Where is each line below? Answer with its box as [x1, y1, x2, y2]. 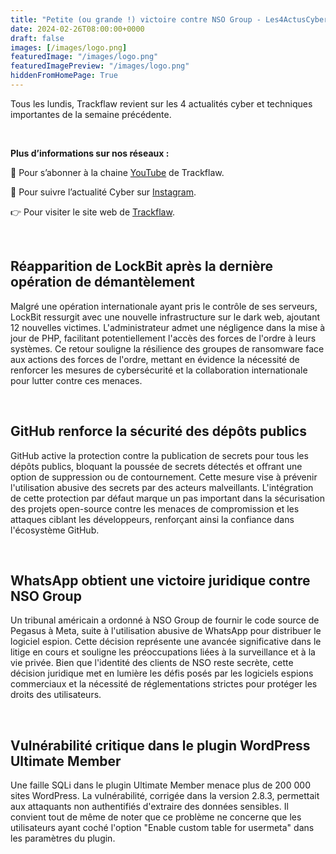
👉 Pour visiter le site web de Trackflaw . [10, 206, 175, 218]
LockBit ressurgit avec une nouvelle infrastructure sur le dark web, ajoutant [10, 311, 321, 323]
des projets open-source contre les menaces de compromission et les [10, 502, 300, 515]
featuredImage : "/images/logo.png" [10, 52, 159, 62]
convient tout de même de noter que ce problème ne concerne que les [10, 811, 302, 823]
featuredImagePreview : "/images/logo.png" [10, 61, 190, 71]
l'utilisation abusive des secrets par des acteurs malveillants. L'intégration [10, 481, 314, 493]
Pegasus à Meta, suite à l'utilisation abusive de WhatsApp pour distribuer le [10, 625, 322, 637]
